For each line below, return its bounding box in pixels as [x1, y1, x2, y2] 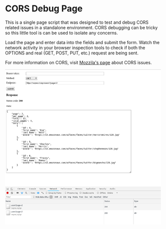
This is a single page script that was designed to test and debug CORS [5, 19, 149, 25]
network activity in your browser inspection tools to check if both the [5, 45, 146, 50]
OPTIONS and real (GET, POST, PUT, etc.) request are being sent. [5, 50, 139, 56]
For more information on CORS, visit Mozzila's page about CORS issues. [5, 59, 152, 65]
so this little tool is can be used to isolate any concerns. [5, 30, 118, 36]
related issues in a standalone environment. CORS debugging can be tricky [5, 24, 158, 30]
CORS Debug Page [5, 3, 83, 14]
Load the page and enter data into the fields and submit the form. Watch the [5, 39, 160, 45]
